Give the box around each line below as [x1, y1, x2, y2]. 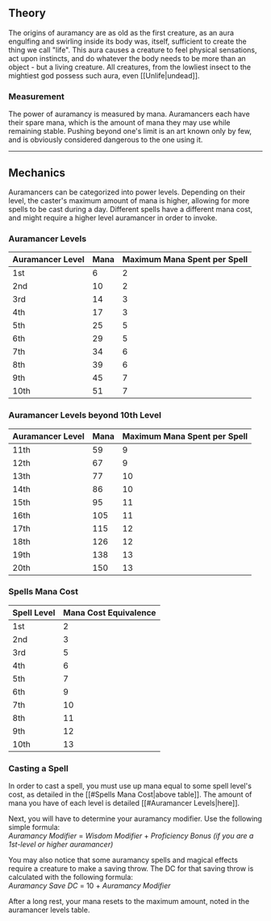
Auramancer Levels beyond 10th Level [8, 410, 161, 421]
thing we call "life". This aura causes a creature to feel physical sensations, [8, 44, 257, 55]
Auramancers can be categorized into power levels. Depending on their [8, 187, 246, 197]
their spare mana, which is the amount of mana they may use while [8, 118, 231, 127]
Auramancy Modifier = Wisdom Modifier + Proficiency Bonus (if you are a [8, 831, 254, 841]
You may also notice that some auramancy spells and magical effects [8, 855, 238, 865]
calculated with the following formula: [8, 873, 133, 882]
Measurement [8, 90, 65, 102]
